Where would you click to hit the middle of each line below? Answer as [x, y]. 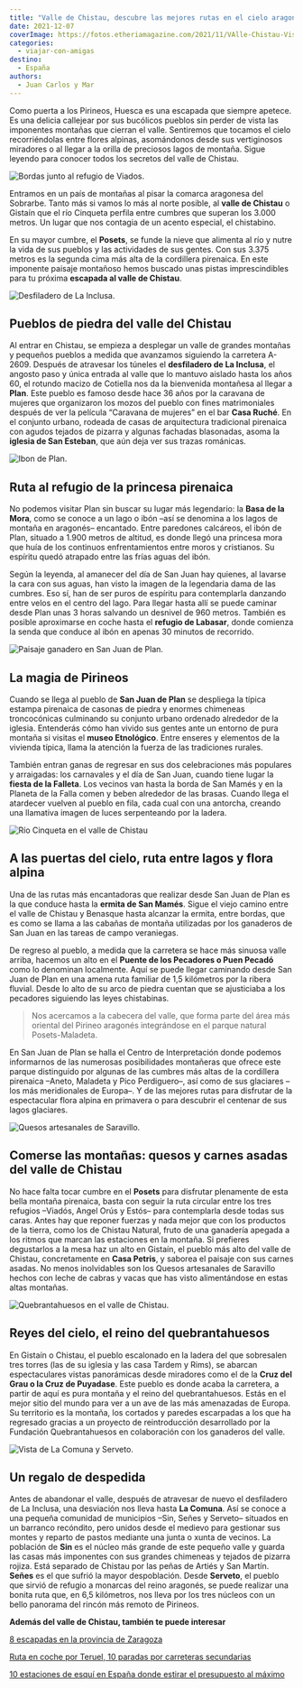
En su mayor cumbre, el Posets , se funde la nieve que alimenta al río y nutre [151, 239]
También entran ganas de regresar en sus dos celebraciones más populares [151, 765]
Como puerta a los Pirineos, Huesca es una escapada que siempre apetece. [151, 110]
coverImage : [32, 34]
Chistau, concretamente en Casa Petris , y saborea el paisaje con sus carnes [151, 1259]
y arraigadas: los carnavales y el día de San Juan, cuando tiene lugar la [142, 775]
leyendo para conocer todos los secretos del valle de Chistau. [124, 158]
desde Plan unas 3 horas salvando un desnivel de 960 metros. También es [148, 613]
